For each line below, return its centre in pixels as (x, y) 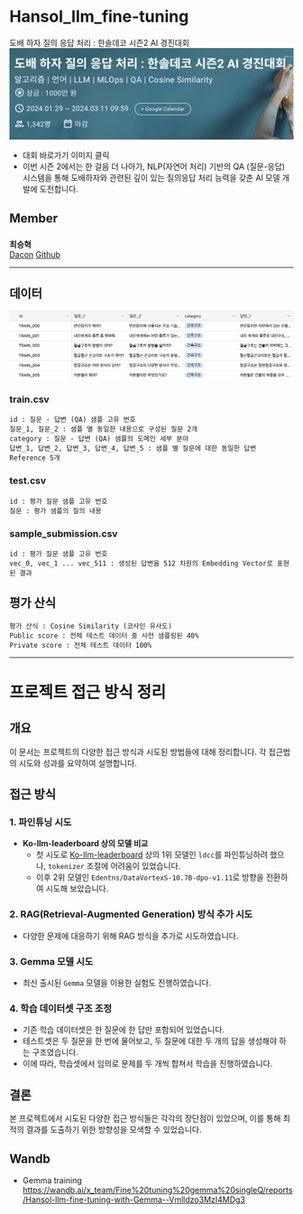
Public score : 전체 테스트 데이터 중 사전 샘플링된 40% (104, 635)
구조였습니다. (55, 1052)
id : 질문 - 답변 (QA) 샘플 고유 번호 (73, 420)
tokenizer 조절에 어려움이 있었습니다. (115, 866)
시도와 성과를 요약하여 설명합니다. (78, 763)
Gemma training (52, 1180)
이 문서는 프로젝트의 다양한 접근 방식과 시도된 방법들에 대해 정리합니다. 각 (138, 752)
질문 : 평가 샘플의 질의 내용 (55, 511)
